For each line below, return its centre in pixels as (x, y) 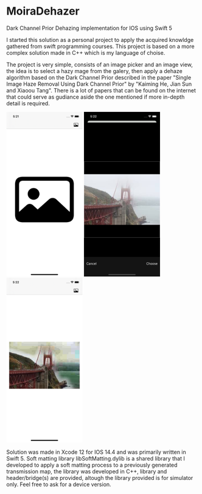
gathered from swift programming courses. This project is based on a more (100, 46)
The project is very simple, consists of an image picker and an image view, (100, 64)
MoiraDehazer (43, 11)
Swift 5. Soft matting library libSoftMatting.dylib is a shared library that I (96, 458)
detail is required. (28, 103)
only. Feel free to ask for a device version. (59, 484)
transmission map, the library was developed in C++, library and (87, 471)
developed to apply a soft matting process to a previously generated (92, 465)
